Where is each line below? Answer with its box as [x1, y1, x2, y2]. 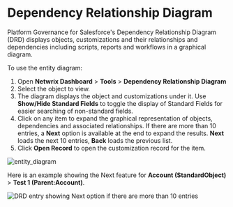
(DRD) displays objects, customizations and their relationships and [7, 35, 198, 43]
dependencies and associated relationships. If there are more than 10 [17, 121, 216, 130]
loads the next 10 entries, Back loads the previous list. [17, 136, 173, 144]
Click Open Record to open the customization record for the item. [17, 144, 206, 152]
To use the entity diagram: [7, 63, 82, 72]
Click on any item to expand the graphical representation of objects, [17, 114, 213, 123]
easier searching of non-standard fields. [17, 107, 134, 115]
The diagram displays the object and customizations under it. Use [17, 92, 206, 100]
